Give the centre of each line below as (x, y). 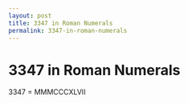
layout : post (30, 16)
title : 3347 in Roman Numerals (61, 23)
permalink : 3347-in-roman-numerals (68, 30)
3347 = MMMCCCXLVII (47, 92)
